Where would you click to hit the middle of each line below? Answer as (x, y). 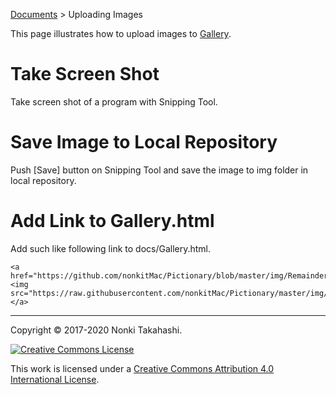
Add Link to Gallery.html (112, 221)
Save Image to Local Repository (144, 142)
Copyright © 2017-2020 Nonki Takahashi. (96, 330)
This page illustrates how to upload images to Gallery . (121, 33)
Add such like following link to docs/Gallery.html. (111, 248)
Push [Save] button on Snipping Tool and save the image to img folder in (159, 170)
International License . (55, 379)
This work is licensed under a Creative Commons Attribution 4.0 (142, 368)
